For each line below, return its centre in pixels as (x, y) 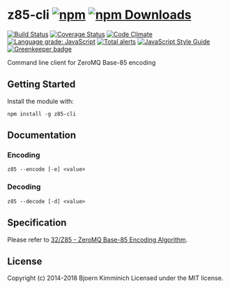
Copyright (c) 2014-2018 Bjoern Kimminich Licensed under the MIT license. (115, 278)
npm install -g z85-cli (42, 114)
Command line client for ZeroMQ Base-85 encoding (82, 62)
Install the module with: (41, 101)
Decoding (24, 187)
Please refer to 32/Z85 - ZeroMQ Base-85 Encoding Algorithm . (98, 240)
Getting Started (41, 85)
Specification (37, 223)
